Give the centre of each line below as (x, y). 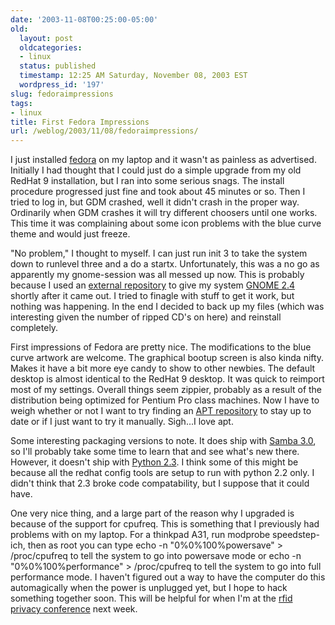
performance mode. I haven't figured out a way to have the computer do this (168, 577)
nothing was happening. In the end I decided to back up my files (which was (167, 307)
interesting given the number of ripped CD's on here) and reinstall (146, 317)
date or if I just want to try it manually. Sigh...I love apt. (122, 422)
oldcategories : (51, 47)
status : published (58, 66)
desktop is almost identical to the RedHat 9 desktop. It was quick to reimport (167, 379)
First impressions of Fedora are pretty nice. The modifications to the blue (161, 347)
